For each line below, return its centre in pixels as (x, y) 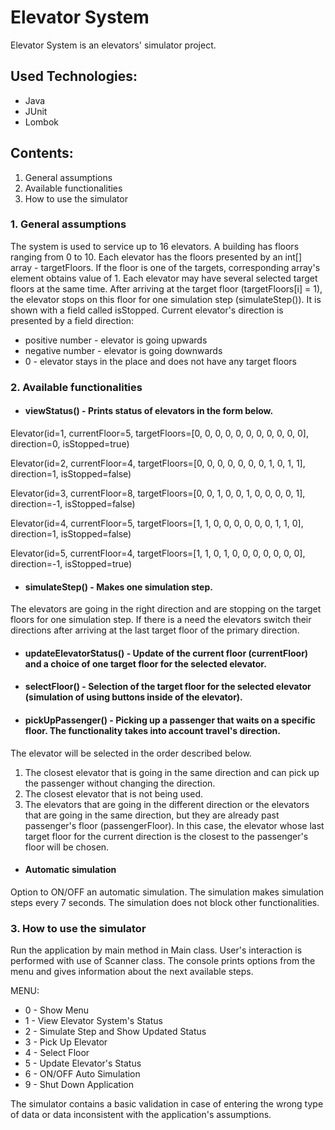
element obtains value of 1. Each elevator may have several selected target (164, 278)
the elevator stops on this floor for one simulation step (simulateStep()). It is (166, 299)
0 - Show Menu (57, 1010)
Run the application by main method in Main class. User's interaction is (156, 950)
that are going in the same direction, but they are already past (152, 815)
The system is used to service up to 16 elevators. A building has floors (155, 246)
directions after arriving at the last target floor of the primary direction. (155, 630)
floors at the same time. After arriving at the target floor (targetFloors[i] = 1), (166, 288)
